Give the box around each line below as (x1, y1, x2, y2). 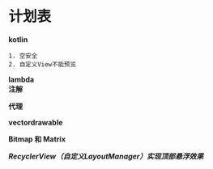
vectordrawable (8, 117, 63, 127)
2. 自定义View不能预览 (8, 60, 77, 69)
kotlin (8, 34, 28, 44)
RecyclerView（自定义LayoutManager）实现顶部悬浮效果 (8, 151, 204, 161)
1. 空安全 (8, 52, 38, 60)
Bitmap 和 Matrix (8, 134, 66, 144)
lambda (8, 74, 35, 84)
